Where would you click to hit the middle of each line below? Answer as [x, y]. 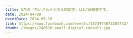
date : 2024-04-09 [23, 14]
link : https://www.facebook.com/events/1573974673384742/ [67, 23]
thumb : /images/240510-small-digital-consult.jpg [58, 28]
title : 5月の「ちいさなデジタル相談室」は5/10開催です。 [57, 10]
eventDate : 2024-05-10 [29, 19]
